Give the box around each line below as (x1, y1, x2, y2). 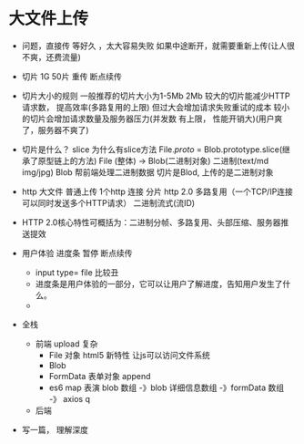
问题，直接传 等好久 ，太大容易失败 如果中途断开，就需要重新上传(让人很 (21, 40, 295, 51)
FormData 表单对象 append (48, 370, 151, 381)
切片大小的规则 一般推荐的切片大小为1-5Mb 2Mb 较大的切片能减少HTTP (21, 90, 290, 101)
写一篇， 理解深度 (21, 424, 88, 435)
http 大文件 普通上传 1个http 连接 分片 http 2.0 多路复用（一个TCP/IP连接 (21, 186, 293, 197)
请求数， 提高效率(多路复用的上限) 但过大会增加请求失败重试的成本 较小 (21, 101, 290, 112)
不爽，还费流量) (21, 51, 81, 62)
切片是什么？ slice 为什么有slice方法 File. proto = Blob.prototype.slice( (21, 143, 283, 155)
